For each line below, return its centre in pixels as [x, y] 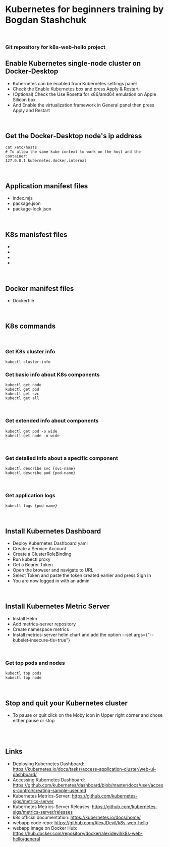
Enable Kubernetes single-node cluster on [73, 63]
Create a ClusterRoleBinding [42, 554]
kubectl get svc [22, 394]
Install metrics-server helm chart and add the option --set [72, 634]
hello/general [26, 838]
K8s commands [31, 326]
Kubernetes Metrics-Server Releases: [51, 807]
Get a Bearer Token [33, 565]
